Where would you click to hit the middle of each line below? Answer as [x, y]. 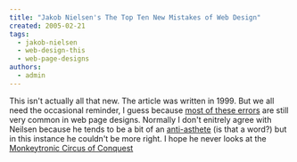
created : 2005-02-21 [48, 26]
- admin [32, 76]
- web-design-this [52, 51]
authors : [25, 68]
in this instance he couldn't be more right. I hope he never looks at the [138, 138]
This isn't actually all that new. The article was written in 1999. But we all [142, 101]
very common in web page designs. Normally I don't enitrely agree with [140, 119]
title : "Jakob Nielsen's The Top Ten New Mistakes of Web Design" [135, 17]
